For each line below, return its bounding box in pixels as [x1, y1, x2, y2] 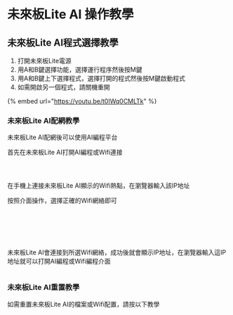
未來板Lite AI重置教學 [7, 283, 80, 292]
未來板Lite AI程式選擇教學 [7, 37, 119, 49]
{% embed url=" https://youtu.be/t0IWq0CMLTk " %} [7, 97, 157, 105]
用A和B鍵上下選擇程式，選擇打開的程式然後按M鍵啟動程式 [17, 75, 186, 82]
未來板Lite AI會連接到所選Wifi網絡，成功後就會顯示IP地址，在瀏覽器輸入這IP [7, 248, 227, 257]
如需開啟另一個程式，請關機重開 [17, 83, 110, 91]
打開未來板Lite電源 [17, 57, 72, 65]
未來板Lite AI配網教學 [7, 115, 80, 125]
